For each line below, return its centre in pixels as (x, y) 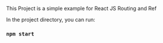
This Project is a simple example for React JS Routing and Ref (81, 8)
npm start (20, 34)
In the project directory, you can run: (51, 19)
